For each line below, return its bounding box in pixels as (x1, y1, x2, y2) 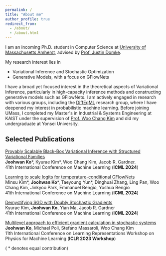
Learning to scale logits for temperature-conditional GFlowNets (5, 174, 135, 180)
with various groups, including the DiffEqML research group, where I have (5, 100, 157, 105)
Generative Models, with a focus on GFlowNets (12, 74, 110, 80)
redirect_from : (5, 21, 37, 26)
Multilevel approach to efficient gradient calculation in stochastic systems (5, 220, 157, 226)
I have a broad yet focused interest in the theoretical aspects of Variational (5, 84, 158, 90)
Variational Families (5, 153, 45, 159)
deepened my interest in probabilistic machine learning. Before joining (5, 105, 150, 111)
